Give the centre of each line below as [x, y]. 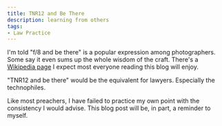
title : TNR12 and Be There [46, 13]
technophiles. [27, 87]
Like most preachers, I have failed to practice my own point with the [103, 101]
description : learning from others [58, 20]
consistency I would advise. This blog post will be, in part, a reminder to [109, 108]
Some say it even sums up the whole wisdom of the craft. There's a [103, 60]
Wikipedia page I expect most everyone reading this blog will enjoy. [103, 67]
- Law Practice [29, 33]
